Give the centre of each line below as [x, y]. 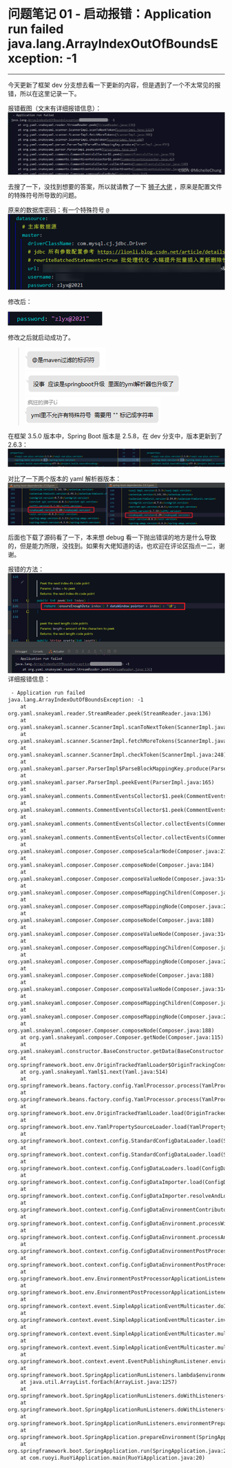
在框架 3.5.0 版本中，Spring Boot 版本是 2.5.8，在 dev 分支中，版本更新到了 [115, 436]
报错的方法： [26, 569]
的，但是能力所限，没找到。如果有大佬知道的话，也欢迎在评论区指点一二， [113, 546]
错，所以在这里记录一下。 [44, 93]
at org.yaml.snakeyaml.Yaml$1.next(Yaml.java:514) [94, 1072]
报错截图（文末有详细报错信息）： [55, 108]
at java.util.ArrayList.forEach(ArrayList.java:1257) [99, 1382]
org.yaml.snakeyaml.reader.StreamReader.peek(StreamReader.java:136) [110, 713]
